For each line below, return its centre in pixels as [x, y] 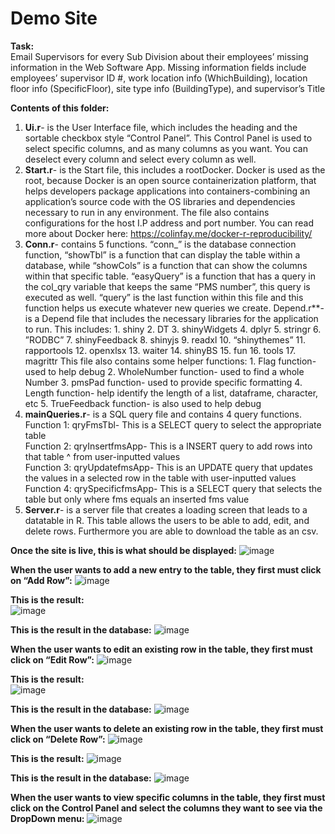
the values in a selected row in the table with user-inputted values [160, 478]
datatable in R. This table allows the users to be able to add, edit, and [167, 520]
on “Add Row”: [41, 580]
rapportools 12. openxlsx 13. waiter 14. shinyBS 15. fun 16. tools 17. [160, 350]
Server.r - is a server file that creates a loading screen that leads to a [166, 509]
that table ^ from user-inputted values [102, 456]
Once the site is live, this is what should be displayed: [124, 550]
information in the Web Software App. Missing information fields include [158, 67]
